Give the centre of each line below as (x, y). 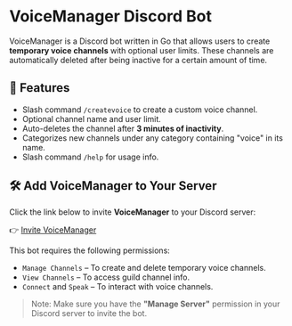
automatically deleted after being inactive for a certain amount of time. (138, 60)
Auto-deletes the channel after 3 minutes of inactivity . (123, 128)
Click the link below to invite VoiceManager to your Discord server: (133, 212)
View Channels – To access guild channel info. (105, 277)
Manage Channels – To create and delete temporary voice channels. (144, 267)
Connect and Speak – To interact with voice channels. (118, 286)
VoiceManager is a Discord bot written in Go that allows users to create (140, 41)
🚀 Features (40, 88)
